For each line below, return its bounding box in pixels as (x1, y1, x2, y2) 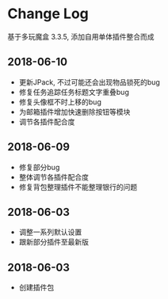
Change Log (7, 5, 89, 23)
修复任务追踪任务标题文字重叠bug (18, 87, 130, 97)
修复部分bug (18, 162, 60, 172)
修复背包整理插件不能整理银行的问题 (18, 182, 138, 191)
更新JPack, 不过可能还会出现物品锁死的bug (18, 77, 160, 87)
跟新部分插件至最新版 (18, 237, 89, 247)
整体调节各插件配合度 (18, 172, 89, 182)
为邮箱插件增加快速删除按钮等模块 (18, 107, 131, 116)
